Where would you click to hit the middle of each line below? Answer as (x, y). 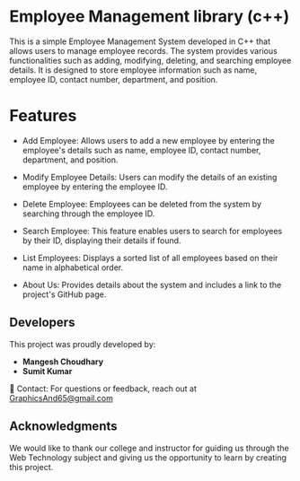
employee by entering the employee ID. (95, 187)
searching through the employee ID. (88, 214)
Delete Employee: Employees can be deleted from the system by (142, 204)
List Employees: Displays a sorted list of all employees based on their (150, 258)
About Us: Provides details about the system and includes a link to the (152, 284)
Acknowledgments (64, 427)
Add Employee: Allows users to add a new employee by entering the (149, 140)
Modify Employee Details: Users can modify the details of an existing (150, 177)
